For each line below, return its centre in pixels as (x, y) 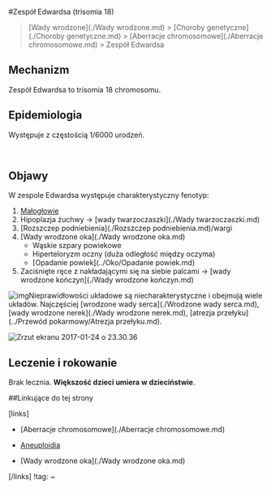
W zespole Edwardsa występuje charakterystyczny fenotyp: (109, 195)
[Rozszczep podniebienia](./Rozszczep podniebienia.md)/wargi (126, 228)
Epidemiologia (45, 116)
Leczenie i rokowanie (63, 363)
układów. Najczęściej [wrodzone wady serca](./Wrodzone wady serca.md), (134, 304)
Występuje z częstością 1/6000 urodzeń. (77, 135)
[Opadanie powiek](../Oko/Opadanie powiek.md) (114, 263)
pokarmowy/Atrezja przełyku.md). (105, 322)
